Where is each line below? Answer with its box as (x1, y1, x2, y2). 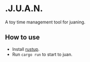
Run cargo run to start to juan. (12, 51, 72, 57)
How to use (5, 33, 40, 41)
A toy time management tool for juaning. (5, 19, 86, 25)
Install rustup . (12, 46, 40, 52)
